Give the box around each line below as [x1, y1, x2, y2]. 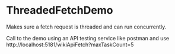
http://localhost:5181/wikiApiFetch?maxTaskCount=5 [6, 41, 134, 48]
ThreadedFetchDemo [6, 4, 113, 17]
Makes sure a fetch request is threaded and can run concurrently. [6, 23, 167, 30]
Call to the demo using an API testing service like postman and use [6, 34, 170, 42]
